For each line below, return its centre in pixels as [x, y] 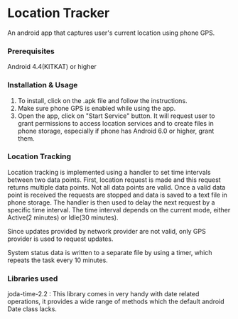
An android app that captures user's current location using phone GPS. [111, 33]
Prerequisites [31, 51]
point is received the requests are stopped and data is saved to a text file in [117, 195]
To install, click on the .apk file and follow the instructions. [102, 100]
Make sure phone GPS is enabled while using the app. [97, 108]
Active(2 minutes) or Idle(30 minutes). [63, 217]
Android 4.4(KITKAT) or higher [52, 67]
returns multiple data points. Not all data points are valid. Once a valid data [117, 187]
